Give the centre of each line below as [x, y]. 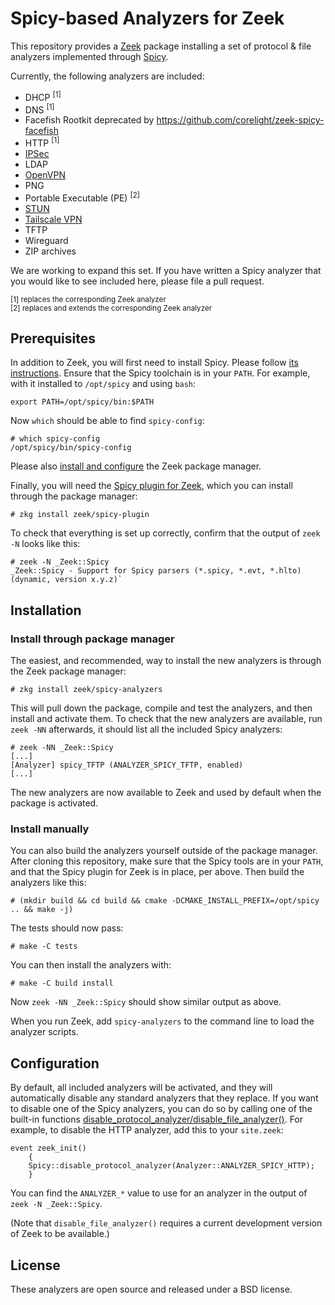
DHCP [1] [43, 96]
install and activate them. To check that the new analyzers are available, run [166, 719]
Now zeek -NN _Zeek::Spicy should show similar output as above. [146, 1002]
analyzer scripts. [44, 1032]
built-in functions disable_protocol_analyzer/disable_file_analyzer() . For [157, 1119]
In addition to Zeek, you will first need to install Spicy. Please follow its [154, 363]
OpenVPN [45, 174]
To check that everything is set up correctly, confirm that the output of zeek [165, 533]
